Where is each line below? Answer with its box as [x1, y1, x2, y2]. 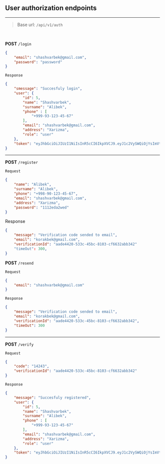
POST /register [5, 159, 38, 165]
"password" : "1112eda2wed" [14, 205, 69, 210]
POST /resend [5, 260, 34, 266]
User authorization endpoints [5, 4, 97, 12]
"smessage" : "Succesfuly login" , [14, 86, 82, 91]
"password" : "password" [14, 59, 63, 65]
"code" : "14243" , [14, 364, 50, 369]
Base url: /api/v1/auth [17, 22, 63, 28]
